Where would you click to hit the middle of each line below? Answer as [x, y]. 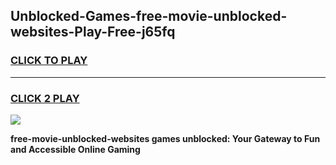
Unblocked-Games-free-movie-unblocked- [149, 16]
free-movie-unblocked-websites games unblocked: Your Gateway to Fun [165, 138]
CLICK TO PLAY [49, 61]
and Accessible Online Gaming [75, 149]
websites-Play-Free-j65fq [93, 32]
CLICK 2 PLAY [45, 98]
